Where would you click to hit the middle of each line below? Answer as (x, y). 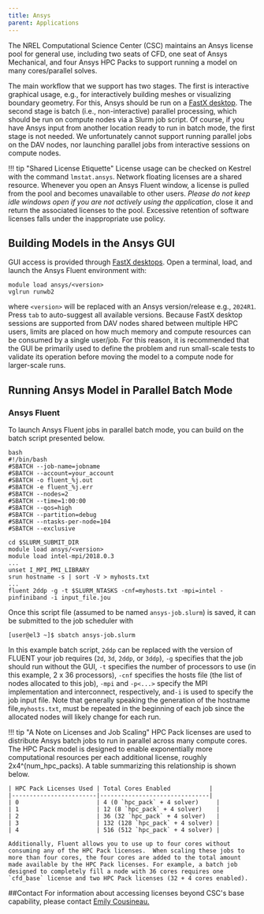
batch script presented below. (56, 438)
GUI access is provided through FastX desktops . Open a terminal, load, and (130, 262)
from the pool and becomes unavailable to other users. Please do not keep (129, 193)
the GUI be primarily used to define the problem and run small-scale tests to (132, 349)
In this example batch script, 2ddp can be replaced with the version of (121, 650)
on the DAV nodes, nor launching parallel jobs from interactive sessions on (129, 144)
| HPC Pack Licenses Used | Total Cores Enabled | (111, 789)
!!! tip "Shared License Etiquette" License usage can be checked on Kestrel (130, 168)
